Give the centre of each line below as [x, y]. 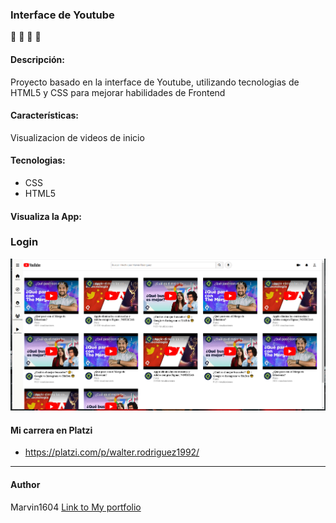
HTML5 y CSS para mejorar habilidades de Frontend [118, 92]
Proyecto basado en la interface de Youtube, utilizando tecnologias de [155, 82]
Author [25, 484]
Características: [45, 115]
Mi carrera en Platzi [51, 430]
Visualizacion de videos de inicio [77, 137]
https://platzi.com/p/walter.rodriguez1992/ [112, 452]
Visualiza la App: [46, 216]
